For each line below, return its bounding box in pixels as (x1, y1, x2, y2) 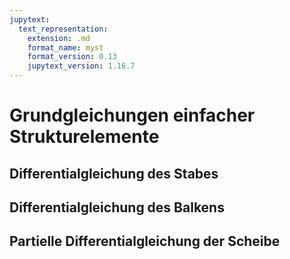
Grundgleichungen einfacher (9, 104, 256, 127)
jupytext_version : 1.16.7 (27, 61, 136, 71)
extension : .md (27, 33, 91, 43)
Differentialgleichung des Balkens (9, 199, 225, 216)
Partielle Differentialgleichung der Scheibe (9, 233, 281, 250)
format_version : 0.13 (27, 52, 117, 62)
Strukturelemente (9, 126, 160, 148)
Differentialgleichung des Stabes (9, 165, 219, 182)
